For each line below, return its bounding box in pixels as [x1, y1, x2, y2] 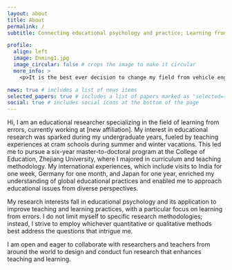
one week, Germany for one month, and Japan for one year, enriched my [7, 170, 215, 178]
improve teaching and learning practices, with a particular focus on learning [7, 205, 223, 213]
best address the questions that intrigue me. [7, 227, 133, 235]
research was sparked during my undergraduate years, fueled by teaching [7, 133, 219, 142]
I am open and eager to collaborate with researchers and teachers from [7, 240, 211, 249]
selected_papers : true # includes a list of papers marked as [7, 93, 190, 100]
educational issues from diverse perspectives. [7, 184, 139, 193]
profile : [7, 42, 32, 49]
